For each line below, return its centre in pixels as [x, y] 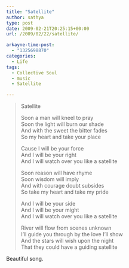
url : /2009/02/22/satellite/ [42, 34]
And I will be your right [48, 155]
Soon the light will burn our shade [62, 124]
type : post [20, 23]
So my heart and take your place [61, 137]
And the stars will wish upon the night [67, 241]
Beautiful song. [25, 259]
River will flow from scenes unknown [66, 228]
